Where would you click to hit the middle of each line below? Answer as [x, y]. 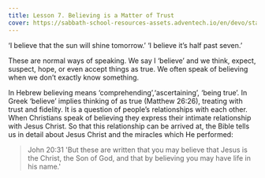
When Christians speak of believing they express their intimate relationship [130, 117]
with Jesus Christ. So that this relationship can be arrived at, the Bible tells [129, 126]
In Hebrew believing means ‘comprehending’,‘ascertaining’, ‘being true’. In [128, 92]
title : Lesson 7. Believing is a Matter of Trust [91, 15]
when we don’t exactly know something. [74, 77]
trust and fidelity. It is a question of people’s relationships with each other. [128, 109]
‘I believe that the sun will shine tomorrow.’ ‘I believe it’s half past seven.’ [125, 45]
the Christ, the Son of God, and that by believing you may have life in [139, 158]
